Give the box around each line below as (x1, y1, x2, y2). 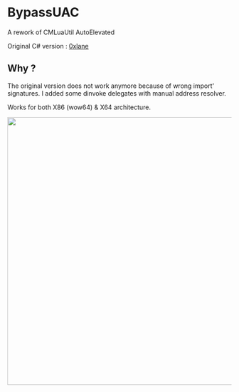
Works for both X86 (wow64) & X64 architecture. (7, 103, 152, 111)
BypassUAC (7, 4, 80, 21)
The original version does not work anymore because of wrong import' (7, 81, 215, 90)
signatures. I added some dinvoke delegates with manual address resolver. (7, 89, 226, 97)
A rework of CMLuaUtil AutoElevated (7, 28, 115, 36)
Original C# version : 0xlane (7, 41, 89, 50)
